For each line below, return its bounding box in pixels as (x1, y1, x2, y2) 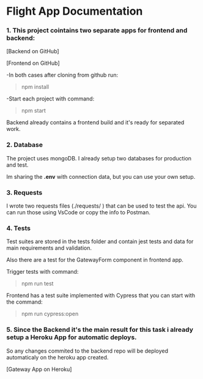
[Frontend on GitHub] (6, 59, 60, 67)
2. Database (6, 141, 43, 149)
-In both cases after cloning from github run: (6, 72, 118, 79)
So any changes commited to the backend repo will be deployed (6, 347, 169, 355)
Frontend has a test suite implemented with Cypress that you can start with (6, 292, 196, 299)
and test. (6, 161, 29, 168)
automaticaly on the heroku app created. (6, 353, 109, 361)
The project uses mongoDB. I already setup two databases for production (6, 154, 191, 162)
